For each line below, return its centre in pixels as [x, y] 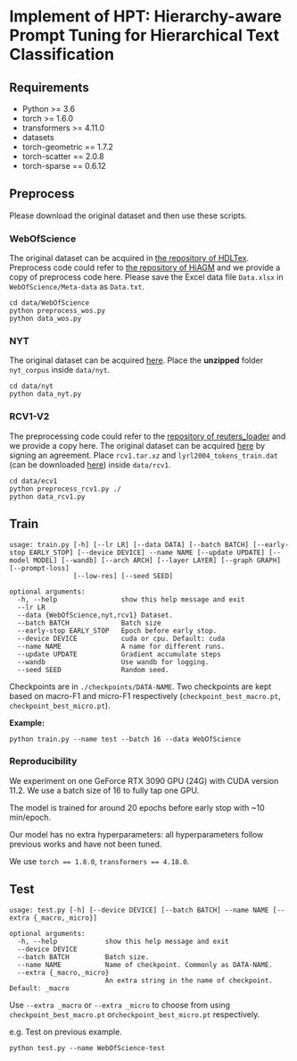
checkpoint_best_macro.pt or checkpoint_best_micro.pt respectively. [135, 1014]
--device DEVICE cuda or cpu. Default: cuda [121, 638]
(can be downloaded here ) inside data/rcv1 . [90, 464]
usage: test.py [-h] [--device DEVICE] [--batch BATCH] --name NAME [139, 910]
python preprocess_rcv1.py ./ [66, 489]
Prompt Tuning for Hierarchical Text [144, 35]
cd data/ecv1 [33, 481]
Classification [62, 55]
